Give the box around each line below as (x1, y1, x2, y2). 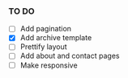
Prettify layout (19, 42, 67, 51)
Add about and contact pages (19, 51, 120, 61)
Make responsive (19, 60, 79, 70)
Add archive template (19, 33, 92, 43)
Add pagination (19, 24, 71, 34)
